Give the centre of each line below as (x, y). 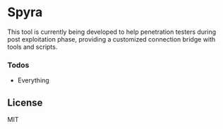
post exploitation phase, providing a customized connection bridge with (111, 39)
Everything (33, 80)
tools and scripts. (32, 47)
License (25, 103)
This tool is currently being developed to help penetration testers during (112, 32)
